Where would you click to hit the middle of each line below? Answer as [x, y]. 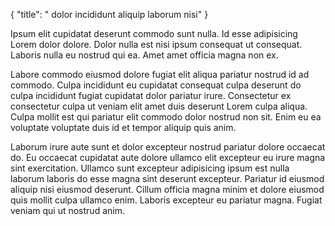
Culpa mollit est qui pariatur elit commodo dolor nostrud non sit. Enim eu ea [166, 117]
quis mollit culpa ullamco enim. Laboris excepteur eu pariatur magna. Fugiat [166, 200]
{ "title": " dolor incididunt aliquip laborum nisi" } [109, 14]
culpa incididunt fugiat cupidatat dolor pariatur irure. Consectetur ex [151, 95]
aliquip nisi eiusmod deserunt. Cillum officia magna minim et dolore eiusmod [167, 189]
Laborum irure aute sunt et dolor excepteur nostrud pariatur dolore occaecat [168, 147]
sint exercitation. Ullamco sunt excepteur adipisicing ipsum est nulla [150, 168]
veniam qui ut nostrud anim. [67, 210]
